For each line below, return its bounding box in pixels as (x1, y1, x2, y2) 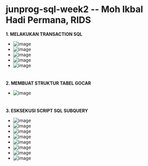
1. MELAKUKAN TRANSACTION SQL (6, 31, 83, 37)
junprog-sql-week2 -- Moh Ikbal (6, 4, 143, 15)
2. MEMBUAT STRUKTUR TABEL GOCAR (6, 80, 91, 87)
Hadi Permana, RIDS (6, 14, 91, 26)
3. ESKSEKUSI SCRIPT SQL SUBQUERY (6, 108, 89, 114)
